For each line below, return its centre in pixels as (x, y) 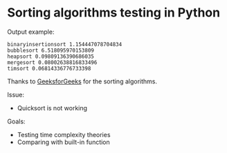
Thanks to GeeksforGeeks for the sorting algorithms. (82, 81)
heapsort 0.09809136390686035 (51, 57)
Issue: (16, 94)
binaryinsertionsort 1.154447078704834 (65, 44)
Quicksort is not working (52, 108)
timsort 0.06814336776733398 (49, 68)
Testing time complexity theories (64, 134)
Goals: (16, 121)
